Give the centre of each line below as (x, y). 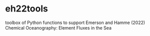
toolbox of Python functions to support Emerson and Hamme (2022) (75, 22)
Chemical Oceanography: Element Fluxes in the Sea (59, 27)
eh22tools (27, 9)
